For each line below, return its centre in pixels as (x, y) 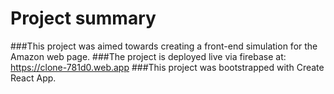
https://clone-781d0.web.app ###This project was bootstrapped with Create (167, 67)
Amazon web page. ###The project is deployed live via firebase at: (148, 56)
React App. (33, 78)
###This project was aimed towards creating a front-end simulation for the (164, 46)
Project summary (83, 18)
